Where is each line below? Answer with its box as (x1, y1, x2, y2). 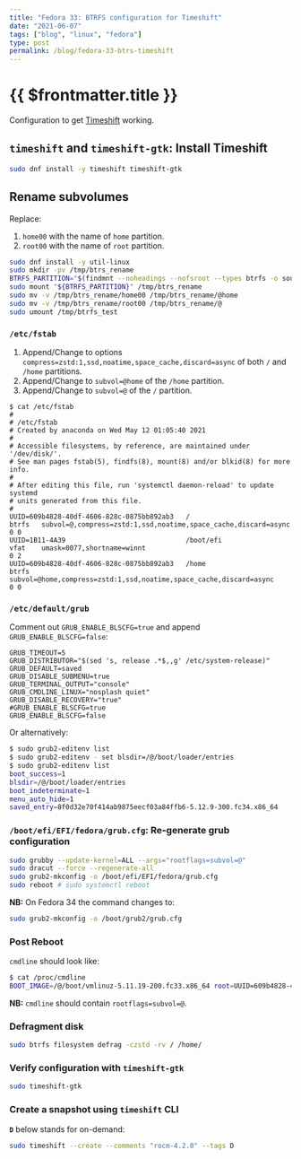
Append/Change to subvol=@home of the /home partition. (21, 375, 225, 386)
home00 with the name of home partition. (21, 231, 165, 241)
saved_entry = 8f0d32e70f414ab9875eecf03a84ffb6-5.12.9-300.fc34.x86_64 (9, 803, 279, 812)
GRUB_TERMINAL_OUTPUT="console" (9, 680, 130, 689)
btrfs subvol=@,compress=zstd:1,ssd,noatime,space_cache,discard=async (9, 519, 291, 529)
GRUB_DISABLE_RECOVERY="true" (9, 696, 123, 705)
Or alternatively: (9, 728, 69, 738)
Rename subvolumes (9, 189, 129, 205)
